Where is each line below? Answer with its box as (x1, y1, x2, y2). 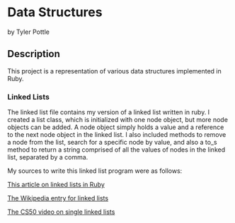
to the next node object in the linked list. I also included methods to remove (7, 131, 227, 139)
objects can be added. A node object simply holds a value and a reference (7, 123, 224, 131)
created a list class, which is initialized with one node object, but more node (7, 116, 229, 124)
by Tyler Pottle (7, 28, 50, 36)
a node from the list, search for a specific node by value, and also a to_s (7, 138, 217, 147)
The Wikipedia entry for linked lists (7, 194, 108, 203)
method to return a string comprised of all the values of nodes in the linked (7, 145, 225, 154)
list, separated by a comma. (7, 153, 88, 162)
